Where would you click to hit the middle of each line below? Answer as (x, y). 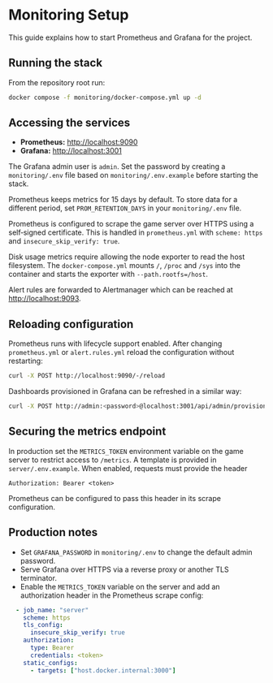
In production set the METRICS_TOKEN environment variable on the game (126, 451)
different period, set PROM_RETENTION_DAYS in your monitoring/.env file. (125, 208)
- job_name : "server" (52, 610)
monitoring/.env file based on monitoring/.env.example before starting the (133, 175)
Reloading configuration (71, 324)
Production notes (53, 532)
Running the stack (56, 63)
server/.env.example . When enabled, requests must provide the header (128, 468)
